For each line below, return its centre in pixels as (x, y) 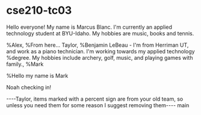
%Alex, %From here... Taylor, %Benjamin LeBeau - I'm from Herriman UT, (97, 45)
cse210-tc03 (39, 10)
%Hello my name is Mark (37, 75)
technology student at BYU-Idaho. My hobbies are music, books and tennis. (100, 33)
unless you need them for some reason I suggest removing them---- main (98, 105)
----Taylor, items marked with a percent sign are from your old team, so (95, 99)
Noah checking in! (29, 87)
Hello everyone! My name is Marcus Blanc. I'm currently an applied (89, 27)
